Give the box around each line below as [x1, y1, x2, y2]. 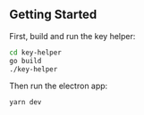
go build [9, 56, 42, 65]
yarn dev [9, 98, 42, 107]
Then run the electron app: [9, 80, 108, 92]
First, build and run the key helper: [9, 30, 136, 41]
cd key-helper [9, 48, 63, 57]
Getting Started [9, 7, 97, 22]
